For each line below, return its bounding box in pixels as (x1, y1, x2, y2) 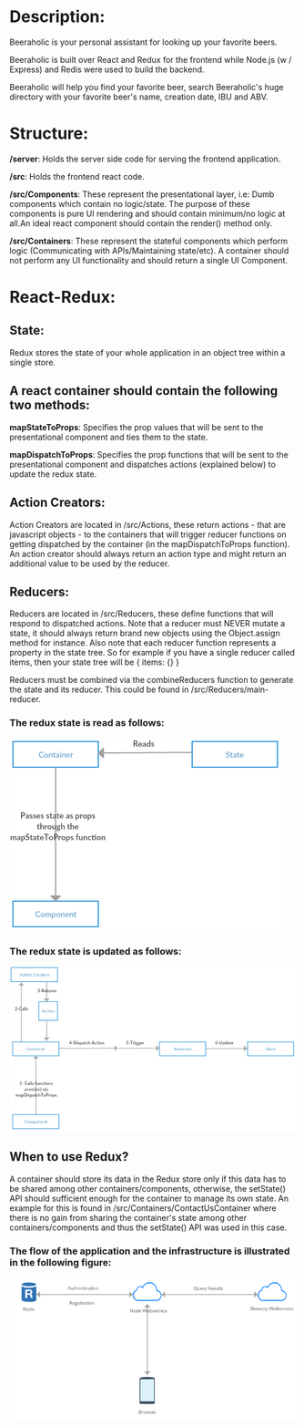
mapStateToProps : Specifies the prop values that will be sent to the (9, 421, 264, 432)
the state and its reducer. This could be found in (9, 684, 189, 695)
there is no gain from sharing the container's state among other (9, 1212, 248, 1223)
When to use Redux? (9, 1149, 129, 1164)
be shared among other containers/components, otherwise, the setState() (9, 1183, 287, 1194)
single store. (9, 357, 56, 367)
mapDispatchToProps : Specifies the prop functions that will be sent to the (9, 449, 289, 460)
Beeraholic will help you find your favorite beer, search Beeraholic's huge (9, 81, 284, 92)
